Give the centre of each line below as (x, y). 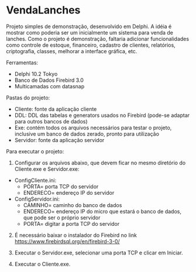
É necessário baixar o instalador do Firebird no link (76, 235)
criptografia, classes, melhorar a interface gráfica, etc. (72, 51)
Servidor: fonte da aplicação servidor (59, 140)
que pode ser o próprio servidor (62, 218)
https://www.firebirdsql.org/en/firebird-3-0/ (67, 241)
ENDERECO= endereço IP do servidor (69, 192)
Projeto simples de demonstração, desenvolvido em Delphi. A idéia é (89, 26)
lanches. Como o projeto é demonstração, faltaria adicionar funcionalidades (97, 39)
